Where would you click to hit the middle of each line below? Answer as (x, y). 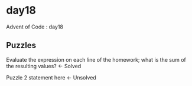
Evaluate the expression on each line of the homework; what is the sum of (96, 59)
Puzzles (21, 45)
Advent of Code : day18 (35, 27)
